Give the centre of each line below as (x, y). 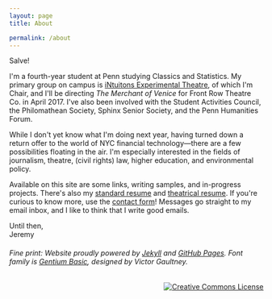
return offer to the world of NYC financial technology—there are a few (125, 143)
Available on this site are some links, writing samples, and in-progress (125, 185)
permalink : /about (40, 38)
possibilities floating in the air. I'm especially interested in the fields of (125, 152)
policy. (20, 169)
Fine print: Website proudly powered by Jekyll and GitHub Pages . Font (126, 253)
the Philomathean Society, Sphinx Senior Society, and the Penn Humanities (134, 110)
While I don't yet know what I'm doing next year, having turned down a (126, 135)
